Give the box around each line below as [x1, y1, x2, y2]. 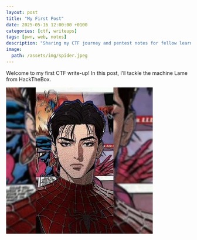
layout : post [6, 9, 38, 15]
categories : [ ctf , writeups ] [6, 28, 77, 34]
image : [6, 47, 22, 53]
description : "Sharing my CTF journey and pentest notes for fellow [6, 40, 177, 46]
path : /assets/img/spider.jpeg [11, 53, 88, 59]
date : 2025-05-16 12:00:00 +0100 [6, 22, 88, 28]
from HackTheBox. [6, 76, 52, 83]
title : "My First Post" [6, 15, 64, 22]
